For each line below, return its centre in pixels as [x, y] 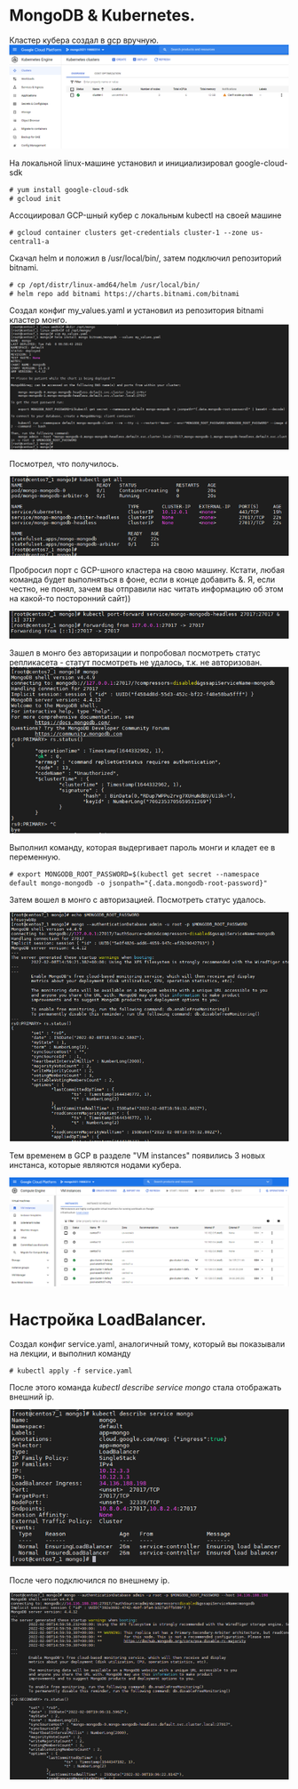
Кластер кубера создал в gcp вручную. [84, 40]
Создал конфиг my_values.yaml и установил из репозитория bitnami [137, 310]
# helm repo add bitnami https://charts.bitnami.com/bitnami [125, 294]
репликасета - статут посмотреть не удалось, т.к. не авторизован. [136, 663]
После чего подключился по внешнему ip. [90, 1581]
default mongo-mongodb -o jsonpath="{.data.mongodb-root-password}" [138, 883]
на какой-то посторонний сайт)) [70, 598]
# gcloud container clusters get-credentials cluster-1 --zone [129, 233]
